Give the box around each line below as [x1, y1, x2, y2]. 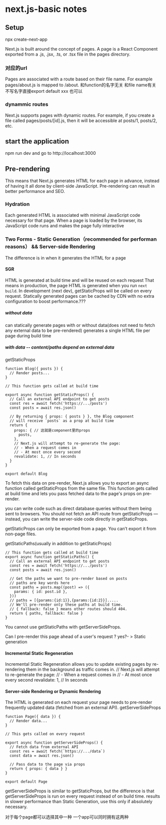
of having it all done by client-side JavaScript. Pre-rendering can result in [5, 183, 155, 189]
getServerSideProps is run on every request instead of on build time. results [5, 793, 160, 799]
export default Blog [5, 471, 48, 476]
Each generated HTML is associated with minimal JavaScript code [5, 212, 140, 218]
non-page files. [5, 531, 37, 537]
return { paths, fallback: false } [9, 611, 83, 616]
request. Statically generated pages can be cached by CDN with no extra [5, 293, 155, 299]
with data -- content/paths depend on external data [5, 344, 115, 350]
